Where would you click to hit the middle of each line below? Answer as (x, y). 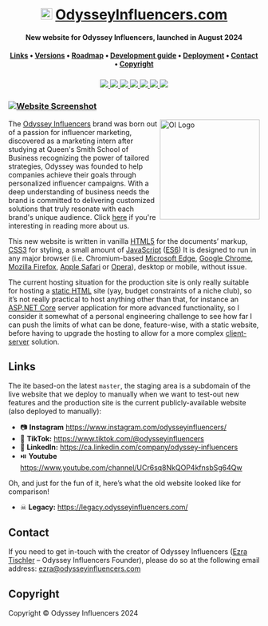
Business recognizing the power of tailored (79, 157)
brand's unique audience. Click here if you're (83, 217)
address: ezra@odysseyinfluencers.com (75, 568)
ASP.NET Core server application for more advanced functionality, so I (124, 307)
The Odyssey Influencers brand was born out (83, 124)
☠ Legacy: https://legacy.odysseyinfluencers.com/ (104, 507)
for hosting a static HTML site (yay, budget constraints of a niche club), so (130, 290)
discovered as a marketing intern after (71, 141)
